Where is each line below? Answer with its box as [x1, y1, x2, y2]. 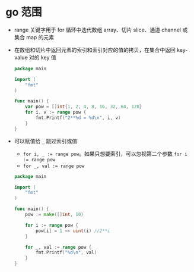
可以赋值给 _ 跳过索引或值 [14, 137, 78, 145]
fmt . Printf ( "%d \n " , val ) [36, 249, 97, 256]
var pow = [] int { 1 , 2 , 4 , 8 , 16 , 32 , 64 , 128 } [25, 104, 142, 110]
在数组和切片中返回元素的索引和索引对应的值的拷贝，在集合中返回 [14, 46, 176, 54]
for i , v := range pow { [25, 110, 87, 115]
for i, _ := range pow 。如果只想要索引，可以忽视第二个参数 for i [23, 150, 187, 157]
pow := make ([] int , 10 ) [25, 212, 84, 218]
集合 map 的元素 [14, 33, 55, 40]
